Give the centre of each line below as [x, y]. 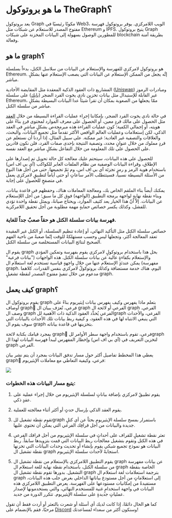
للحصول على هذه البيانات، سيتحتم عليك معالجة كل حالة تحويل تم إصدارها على [79, 158]
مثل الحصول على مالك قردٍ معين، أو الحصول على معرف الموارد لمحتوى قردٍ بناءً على [85, 121]
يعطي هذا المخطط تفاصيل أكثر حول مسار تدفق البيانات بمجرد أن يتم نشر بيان [80, 355]
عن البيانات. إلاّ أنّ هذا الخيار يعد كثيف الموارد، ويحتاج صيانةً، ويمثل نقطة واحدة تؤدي [84, 201]
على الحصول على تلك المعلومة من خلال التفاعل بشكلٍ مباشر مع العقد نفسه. [78, 148]
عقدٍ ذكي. [22, 400]
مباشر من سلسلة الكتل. [29, 106]
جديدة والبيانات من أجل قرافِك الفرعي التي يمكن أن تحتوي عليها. [74, 425]
